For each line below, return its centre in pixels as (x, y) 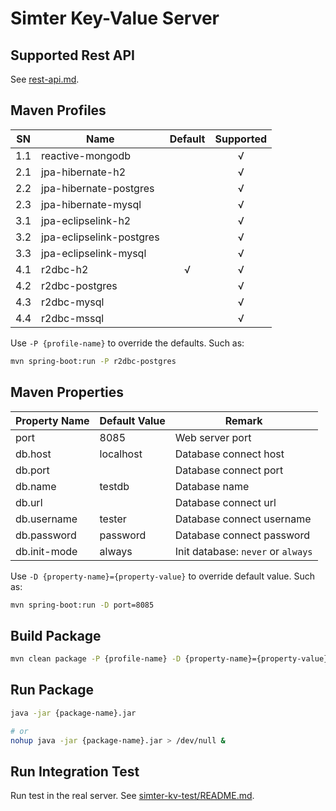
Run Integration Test (75, 771)
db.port (32, 470)
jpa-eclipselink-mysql (94, 253)
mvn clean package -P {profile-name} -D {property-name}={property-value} (169, 659)
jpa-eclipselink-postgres (100, 237)
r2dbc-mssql (73, 318)
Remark (243, 420)
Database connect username (243, 519)
